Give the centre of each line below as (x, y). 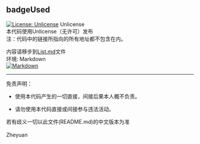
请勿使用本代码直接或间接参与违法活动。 (64, 109)
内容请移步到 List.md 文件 (36, 51)
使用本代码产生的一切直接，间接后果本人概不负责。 (77, 96)
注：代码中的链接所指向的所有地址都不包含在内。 (66, 39)
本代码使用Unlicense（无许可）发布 (50, 31)
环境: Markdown (26, 59)
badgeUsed (28, 10)
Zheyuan (17, 134)
